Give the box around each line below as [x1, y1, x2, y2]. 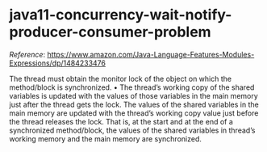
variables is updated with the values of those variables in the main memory [9, 91, 259, 100]
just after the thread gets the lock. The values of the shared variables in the [9, 99, 259, 109]
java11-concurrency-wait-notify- [9, 6, 232, 24]
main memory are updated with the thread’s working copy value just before [9, 108, 259, 118]
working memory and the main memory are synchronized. [9, 133, 202, 143]
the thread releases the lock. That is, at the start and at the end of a [9, 116, 233, 126]
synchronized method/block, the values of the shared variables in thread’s [9, 125, 256, 135]
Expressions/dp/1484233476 [9, 58, 106, 68]
